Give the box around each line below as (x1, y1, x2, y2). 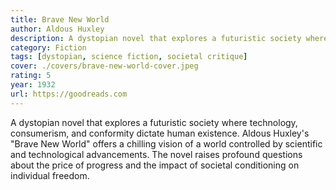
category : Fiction (10, 42, 87, 53)
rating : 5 (10, 71, 52, 81)
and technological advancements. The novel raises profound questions (10, 148, 303, 160)
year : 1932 (10, 80, 56, 90)
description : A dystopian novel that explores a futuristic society (10, 33, 302, 43)
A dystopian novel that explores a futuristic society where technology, (10, 116, 298, 128)
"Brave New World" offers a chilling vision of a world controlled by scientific (10, 137, 323, 150)
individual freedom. (10, 169, 90, 181)
